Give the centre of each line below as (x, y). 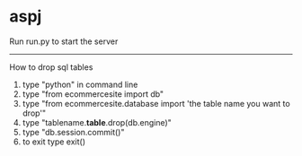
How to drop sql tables (51, 67)
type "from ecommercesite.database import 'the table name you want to (156, 103)
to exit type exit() (54, 142)
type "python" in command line (80, 84)
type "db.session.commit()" (73, 132)
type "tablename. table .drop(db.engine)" (97, 122)
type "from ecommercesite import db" (93, 94)
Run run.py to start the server (64, 41)
